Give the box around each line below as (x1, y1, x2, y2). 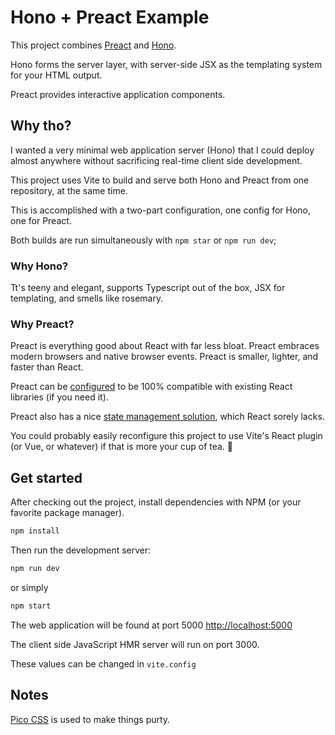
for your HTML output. (10, 69, 103, 81)
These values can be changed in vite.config (10, 657, 197, 670)
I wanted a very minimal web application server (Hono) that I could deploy (10, 144, 315, 156)
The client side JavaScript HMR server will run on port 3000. (10, 638, 260, 650)
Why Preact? (10, 317, 75, 331)
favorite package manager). (10, 507, 125, 519)
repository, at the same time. (10, 184, 128, 196)
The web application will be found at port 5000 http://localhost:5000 (10, 619, 293, 631)
